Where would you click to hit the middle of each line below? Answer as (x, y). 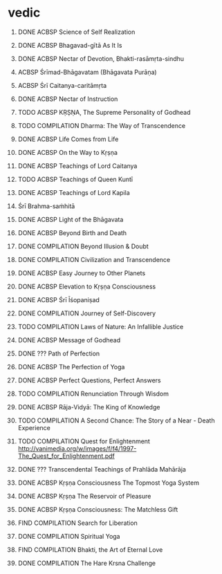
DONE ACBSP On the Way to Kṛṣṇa (68, 152)
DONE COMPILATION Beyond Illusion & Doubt (83, 246)
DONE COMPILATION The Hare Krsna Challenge (87, 563)
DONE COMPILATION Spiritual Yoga (69, 536)
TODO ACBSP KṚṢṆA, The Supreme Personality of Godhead (104, 112)
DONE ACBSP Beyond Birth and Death (72, 232)
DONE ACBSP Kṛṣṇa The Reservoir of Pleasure (84, 496)
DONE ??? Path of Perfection (59, 353)
